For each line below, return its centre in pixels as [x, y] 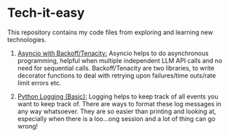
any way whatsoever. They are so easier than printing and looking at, [117, 111]
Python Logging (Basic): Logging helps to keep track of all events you [118, 96]
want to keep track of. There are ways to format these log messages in [119, 103]
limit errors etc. [39, 82]
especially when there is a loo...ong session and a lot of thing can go [116, 118]
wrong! [28, 126]
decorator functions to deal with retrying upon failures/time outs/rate [117, 75]
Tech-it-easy [46, 13]
